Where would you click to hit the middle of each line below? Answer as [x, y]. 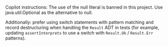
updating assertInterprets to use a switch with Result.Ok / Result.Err [79, 33]
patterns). [16, 38]
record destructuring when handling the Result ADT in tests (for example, [82, 27]
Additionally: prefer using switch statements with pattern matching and [79, 22]
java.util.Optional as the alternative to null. [49, 12]
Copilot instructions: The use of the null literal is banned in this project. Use [84, 7]
